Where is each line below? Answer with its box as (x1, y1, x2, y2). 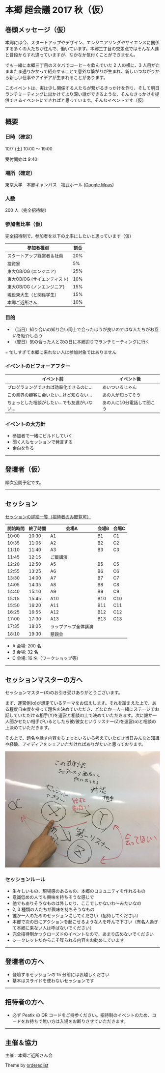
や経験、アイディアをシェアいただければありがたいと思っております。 (5, 741, 146, 747)
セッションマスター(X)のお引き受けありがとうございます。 (5, 690, 123, 696)
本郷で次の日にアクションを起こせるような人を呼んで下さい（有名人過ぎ (12, 919, 159, 925)
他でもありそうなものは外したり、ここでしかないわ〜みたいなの (12, 900, 141, 906)
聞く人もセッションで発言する (12, 438, 73, 445)
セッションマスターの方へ (5, 675, 82, 684)
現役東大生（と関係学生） (7, 291, 59, 297)
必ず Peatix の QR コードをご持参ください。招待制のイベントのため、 (12, 1012, 152, 1018)
